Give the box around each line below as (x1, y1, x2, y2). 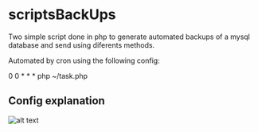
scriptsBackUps (8, 6, 116, 24)
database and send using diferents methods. (8, 40, 155, 49)
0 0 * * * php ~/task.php (8, 71, 88, 80)
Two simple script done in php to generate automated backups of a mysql (8, 32, 251, 41)
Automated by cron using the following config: (8, 56, 161, 65)
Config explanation (8, 94, 105, 108)
